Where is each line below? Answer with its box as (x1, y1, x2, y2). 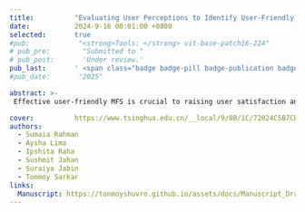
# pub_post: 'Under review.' (9, 55, 144, 64)
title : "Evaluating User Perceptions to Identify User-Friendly (9, 13, 295, 23)
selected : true (9, 30, 92, 39)
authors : (9, 121, 43, 131)
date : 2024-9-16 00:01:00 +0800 (9, 22, 172, 31)
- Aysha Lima (17, 139, 67, 148)
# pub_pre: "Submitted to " (9, 47, 144, 56)
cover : (9, 113, 34, 122)
